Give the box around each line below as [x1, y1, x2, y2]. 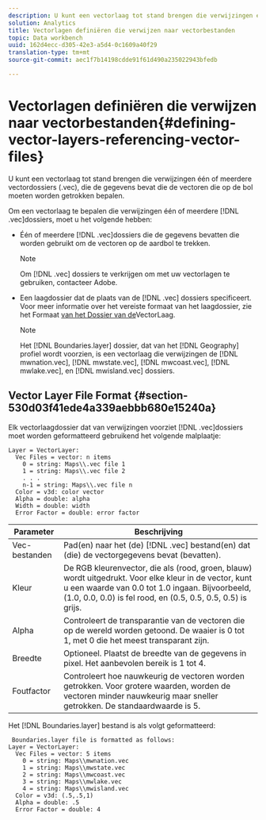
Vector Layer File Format [8, 389, 132, 402]
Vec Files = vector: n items [15, 453, 112, 461]
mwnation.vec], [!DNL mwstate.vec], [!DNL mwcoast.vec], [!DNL [19, 357, 230, 367]
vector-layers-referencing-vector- [8, 131, 241, 149]
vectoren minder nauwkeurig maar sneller [63, 690, 219, 701]
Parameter [13, 525, 55, 537]
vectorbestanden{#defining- [41, 114, 237, 132]
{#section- [133, 389, 188, 402]
